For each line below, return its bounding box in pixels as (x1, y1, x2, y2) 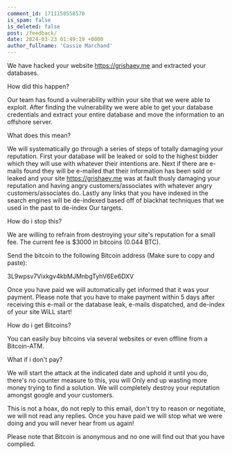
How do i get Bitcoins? (7, 321, 71, 329)
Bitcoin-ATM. (7, 342, 45, 350)
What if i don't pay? (7, 355, 63, 363)
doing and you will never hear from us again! (7, 419, 134, 427)
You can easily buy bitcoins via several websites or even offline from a (7, 334, 208, 343)
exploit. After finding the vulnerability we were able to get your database (7, 103, 213, 111)
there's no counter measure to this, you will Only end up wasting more (7, 376, 208, 384)
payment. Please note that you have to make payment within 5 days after (7, 293, 215, 301)
